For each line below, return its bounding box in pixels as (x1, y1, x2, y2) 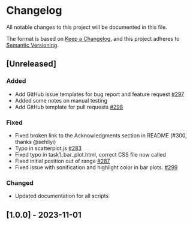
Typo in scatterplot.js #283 (14, 145, 82, 152)
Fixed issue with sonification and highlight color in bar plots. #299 (14, 163, 178, 171)
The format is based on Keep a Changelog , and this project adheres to (6, 35, 180, 42)
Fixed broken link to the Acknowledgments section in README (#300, (14, 131, 187, 139)
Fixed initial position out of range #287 (14, 157, 110, 164)
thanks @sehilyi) (14, 138, 56, 145)
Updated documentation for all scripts (14, 193, 109, 200)
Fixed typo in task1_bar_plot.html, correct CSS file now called (14, 151, 167, 158)
